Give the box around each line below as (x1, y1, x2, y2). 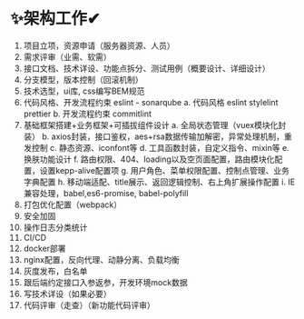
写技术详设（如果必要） (23, 288, 112, 299)
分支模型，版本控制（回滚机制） (23, 74, 143, 85)
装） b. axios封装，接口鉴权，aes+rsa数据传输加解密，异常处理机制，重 (23, 131, 293, 142)
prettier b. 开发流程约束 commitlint (23, 108, 152, 119)
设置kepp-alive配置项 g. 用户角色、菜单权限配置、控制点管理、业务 (39, 164, 289, 175)
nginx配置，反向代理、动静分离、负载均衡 (23, 254, 180, 264)
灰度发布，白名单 (23, 265, 88, 276)
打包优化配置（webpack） (23, 199, 122, 210)
